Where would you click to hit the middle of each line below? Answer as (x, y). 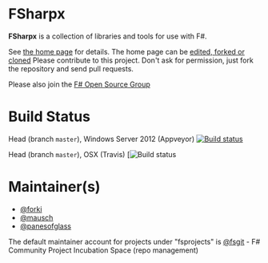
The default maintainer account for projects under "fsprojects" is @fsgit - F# (134, 241)
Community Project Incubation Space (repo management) (103, 250)
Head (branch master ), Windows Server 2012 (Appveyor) (101, 139)
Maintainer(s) (54, 187)
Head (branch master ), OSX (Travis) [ (69, 154)
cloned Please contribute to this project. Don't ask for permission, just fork (131, 60)
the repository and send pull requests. (71, 68)
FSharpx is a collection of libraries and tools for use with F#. (108, 36)
